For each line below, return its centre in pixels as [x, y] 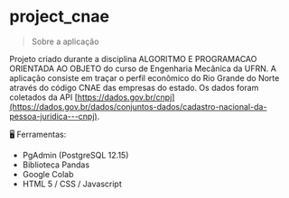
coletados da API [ [44, 97]
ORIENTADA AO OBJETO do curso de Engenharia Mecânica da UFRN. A [143, 68]
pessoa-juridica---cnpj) [53, 116]
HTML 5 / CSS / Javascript [72, 184]
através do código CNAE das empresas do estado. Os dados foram [134, 87]
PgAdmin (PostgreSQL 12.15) [75, 155]
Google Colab [48, 174]
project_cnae [60, 17]
